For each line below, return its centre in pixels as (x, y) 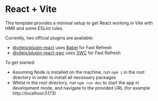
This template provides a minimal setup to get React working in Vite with (79, 23)
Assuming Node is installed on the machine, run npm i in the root (79, 72)
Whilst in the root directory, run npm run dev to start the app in (76, 83)
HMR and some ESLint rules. (34, 28)
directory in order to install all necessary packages (64, 77)
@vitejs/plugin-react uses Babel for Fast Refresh (62, 47)
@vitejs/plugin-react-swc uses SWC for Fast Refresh (66, 53)
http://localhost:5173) (34, 93)
